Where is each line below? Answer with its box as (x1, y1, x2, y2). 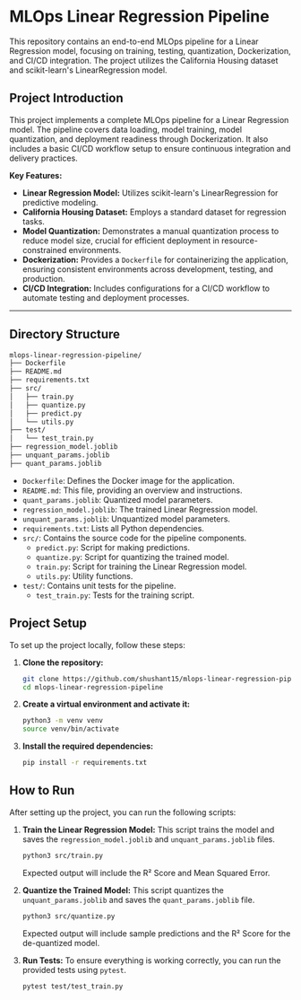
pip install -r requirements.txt (21, 759, 148, 768)
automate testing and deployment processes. (21, 292, 190, 303)
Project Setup (9, 616, 88, 631)
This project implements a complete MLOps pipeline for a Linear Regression (9, 114, 289, 125)
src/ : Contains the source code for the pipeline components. (21, 532, 247, 543)
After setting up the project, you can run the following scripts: (9, 806, 236, 818)
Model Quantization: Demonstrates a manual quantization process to (21, 225, 279, 236)
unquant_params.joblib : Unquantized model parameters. (21, 513, 231, 524)
